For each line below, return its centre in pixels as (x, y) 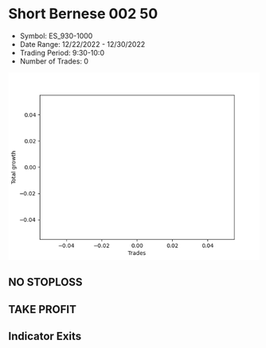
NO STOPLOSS (45, 282)
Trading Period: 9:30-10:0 (62, 52)
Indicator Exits (45, 336)
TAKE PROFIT (43, 309)
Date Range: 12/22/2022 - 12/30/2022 (82, 44)
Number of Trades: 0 (54, 61)
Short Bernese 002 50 (83, 14)
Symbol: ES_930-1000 (56, 36)
